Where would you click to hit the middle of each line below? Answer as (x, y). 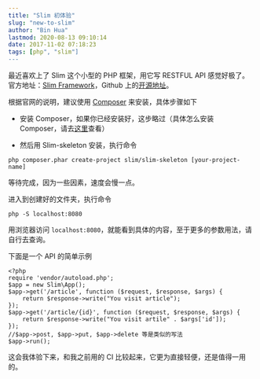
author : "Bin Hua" (38, 30)
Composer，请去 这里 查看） (64, 128)
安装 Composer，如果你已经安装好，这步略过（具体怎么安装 (117, 118)
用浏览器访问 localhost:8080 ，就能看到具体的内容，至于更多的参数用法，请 (130, 230)
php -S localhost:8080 (45, 214)
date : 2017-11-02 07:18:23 (52, 45)
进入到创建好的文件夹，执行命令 (60, 199)
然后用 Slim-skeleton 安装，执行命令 (78, 145)
